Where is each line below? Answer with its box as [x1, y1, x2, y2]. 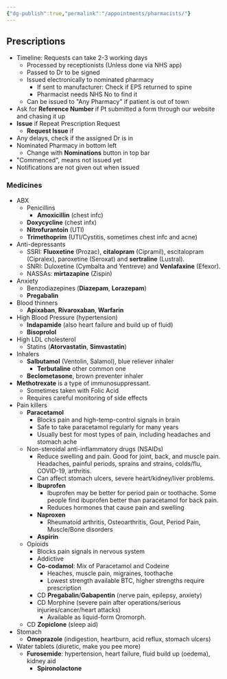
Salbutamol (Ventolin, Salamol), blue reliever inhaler [26, 357, 174, 365]
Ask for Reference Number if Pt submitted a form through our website [16, 105, 215, 114]
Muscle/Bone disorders [47, 525, 114, 533]
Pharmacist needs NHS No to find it [36, 90, 138, 98]
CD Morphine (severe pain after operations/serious [36, 598, 181, 606]
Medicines [6, 180, 43, 190]
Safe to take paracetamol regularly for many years [36, 422, 179, 431]
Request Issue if [26, 127, 74, 135]
